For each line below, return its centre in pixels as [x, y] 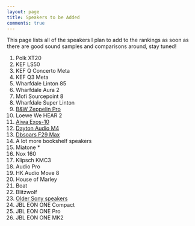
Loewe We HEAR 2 [39, 115]
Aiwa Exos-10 [32, 122]
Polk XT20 [28, 58]
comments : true [26, 23]
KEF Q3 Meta [32, 77]
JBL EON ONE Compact [45, 205]
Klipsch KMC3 [33, 160]
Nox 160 [26, 154]
